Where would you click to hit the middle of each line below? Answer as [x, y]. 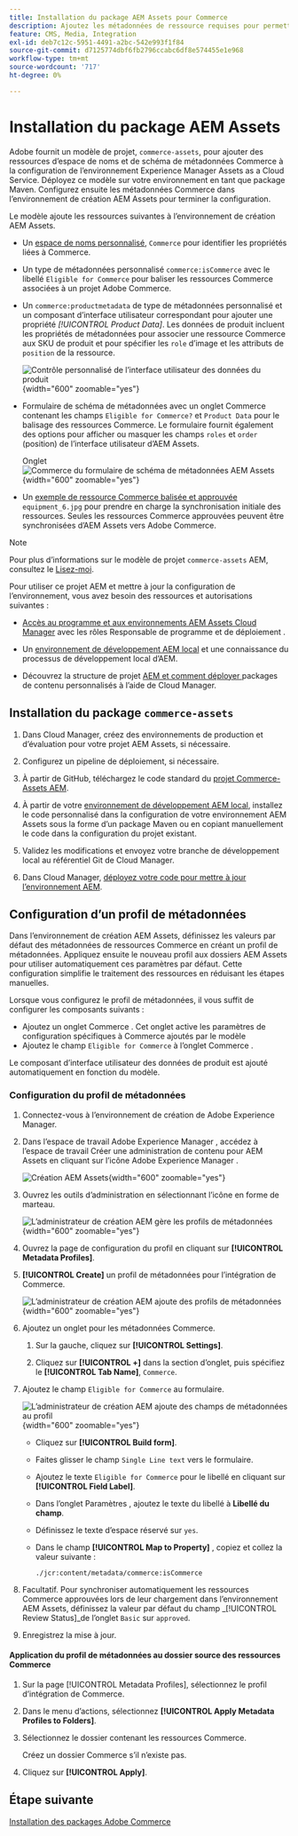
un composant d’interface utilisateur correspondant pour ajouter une [147, 314]
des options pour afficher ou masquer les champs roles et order [140, 434]
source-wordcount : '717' [55, 68]
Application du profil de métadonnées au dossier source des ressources [145, 1655]
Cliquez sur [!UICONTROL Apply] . [85, 1772]
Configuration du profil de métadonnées [98, 1095]
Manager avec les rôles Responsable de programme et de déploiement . [154, 632]
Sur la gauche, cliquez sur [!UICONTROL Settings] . [129, 1345]
